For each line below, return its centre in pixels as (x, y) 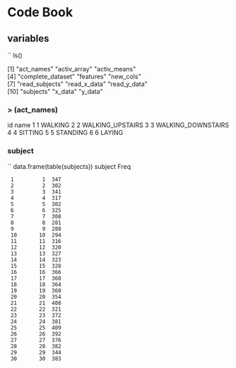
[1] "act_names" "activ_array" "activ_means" (72, 69)
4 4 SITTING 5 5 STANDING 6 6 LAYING (65, 133)
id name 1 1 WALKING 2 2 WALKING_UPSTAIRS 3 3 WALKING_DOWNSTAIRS (118, 125)
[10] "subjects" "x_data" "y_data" (55, 91)
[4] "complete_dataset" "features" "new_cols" (74, 76)
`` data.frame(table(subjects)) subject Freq (69, 166)
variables (28, 38)
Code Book (40, 12)
